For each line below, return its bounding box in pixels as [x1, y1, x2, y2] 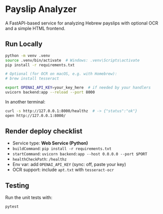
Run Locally [5, 40, 42, 48]
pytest [5, 204, 19, 209]
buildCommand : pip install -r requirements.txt [12, 145, 111, 151]
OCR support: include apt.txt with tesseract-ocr [12, 166, 114, 173]
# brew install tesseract [5, 76, 59, 81]
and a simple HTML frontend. [5, 25, 65, 31]
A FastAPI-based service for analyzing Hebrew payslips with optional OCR [5, 20, 158, 26]
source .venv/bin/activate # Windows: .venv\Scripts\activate [5, 57, 140, 63]
